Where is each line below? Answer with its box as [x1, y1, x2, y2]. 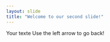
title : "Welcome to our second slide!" [6, 14, 104, 20]
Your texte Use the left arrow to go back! [6, 29, 105, 36]
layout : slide [6, 8, 41, 14]
